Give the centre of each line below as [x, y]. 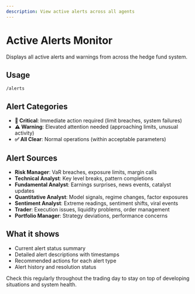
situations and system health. [42, 284]
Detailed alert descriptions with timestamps [67, 254]
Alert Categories [37, 106]
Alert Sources [32, 158]
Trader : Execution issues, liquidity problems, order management [92, 209]
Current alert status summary [50, 248]
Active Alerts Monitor [59, 40]
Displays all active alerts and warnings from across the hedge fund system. [97, 57]
